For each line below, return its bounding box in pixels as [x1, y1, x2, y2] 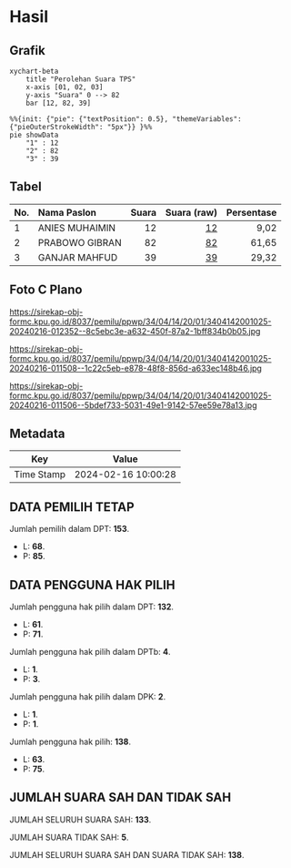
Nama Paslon [37, 206, 97, 219]
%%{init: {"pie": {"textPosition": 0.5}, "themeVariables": [9, 115, 243, 124]
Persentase [226, 206, 277, 219]
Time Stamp [14, 468, 66, 481]
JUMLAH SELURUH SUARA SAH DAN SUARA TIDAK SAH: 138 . [9, 849, 245, 860]
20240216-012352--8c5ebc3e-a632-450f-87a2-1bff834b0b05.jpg [9, 325, 261, 336]
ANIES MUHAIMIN [37, 221, 116, 234]
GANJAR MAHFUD [37, 250, 118, 263]
